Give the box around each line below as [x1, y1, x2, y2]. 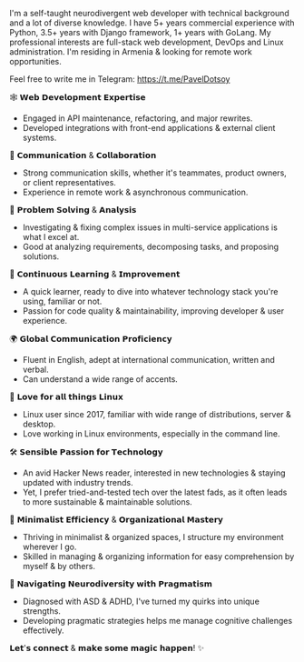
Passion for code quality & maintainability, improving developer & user [22, 306, 284, 316]
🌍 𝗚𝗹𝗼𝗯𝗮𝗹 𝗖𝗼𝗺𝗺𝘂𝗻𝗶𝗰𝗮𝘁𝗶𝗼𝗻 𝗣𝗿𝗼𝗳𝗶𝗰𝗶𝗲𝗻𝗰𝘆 [9, 334, 172, 344]
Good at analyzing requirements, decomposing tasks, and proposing [22, 241, 279, 252]
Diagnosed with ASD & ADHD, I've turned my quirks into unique [22, 596, 260, 607]
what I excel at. [22, 232, 80, 242]
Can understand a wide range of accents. [22, 374, 179, 385]
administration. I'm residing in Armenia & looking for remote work [9, 46, 252, 57]
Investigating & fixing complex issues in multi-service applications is [22, 222, 279, 233]
